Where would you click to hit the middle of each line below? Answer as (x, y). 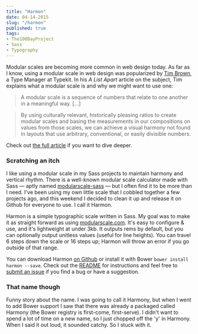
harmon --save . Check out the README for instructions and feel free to (92, 265)
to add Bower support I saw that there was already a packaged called (91, 306)
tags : (13, 34)
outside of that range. (33, 248)
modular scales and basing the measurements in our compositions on (106, 121)
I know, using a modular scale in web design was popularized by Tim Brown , (99, 73)
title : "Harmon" (26, 12)
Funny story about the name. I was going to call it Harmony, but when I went (99, 300)
